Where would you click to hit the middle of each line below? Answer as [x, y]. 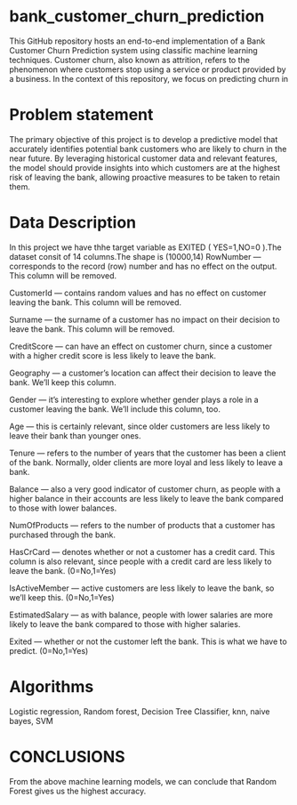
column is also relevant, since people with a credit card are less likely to [140, 561]
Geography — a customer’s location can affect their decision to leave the [143, 373]
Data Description [73, 223]
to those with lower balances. [63, 508]
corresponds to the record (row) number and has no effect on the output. [143, 266]
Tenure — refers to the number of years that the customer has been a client [148, 453]
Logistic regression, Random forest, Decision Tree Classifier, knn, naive [140, 711]
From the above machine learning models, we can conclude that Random [143, 781]
